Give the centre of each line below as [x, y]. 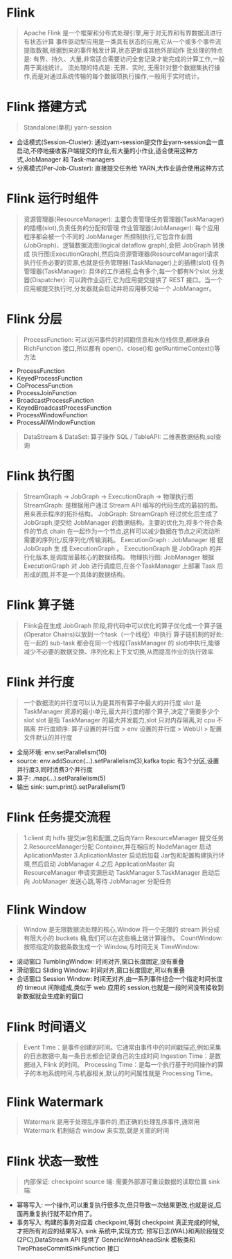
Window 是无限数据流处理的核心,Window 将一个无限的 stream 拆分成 [122, 930]
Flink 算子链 [40, 605]
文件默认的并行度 [48, 737]
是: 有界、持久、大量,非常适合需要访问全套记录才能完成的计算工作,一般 [124, 59]
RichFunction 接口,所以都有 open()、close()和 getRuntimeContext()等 [122, 348]
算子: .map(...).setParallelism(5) [61, 778]
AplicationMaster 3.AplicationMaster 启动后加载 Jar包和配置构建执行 [121, 855]
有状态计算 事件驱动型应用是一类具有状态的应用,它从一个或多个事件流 [122, 41]
